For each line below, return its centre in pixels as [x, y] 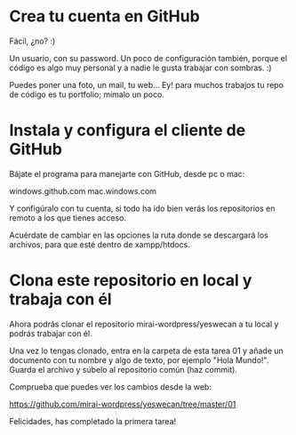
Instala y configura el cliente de [128, 130]
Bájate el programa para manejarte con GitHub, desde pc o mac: [127, 173]
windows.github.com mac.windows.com [83, 191]
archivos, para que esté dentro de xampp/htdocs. [100, 244]
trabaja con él [61, 299]
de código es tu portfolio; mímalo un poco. [87, 94]
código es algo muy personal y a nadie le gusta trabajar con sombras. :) [141, 68]
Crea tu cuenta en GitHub [104, 16]
